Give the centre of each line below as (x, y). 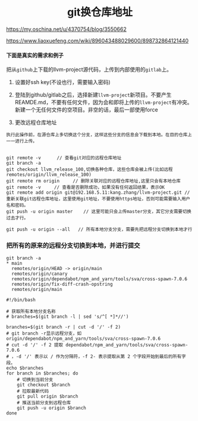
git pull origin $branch (48, 397)
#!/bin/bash (21, 300)
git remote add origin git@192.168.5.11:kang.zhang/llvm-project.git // (98, 193)
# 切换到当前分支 (35, 380)
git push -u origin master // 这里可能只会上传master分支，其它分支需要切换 (99, 212)
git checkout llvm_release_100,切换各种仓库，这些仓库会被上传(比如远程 (89, 170)
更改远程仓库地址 (36, 122)
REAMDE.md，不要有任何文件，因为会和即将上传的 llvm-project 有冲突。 (103, 103)
